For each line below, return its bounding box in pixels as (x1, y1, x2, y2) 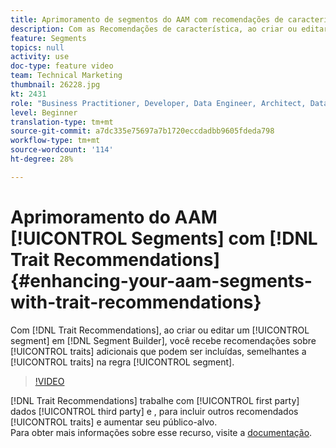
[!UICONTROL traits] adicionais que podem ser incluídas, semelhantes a (10, 345, 307, 357)
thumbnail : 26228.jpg (10, 80, 101, 90)
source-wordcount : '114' (10, 145, 114, 155)
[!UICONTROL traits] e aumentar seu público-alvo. (10, 416, 218, 428)
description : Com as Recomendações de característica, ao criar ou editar (10, 24, 329, 34)
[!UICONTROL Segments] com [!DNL (10, 227, 318, 250)
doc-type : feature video (10, 61, 114, 71)
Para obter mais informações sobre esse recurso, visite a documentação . (10, 426, 313, 438)
